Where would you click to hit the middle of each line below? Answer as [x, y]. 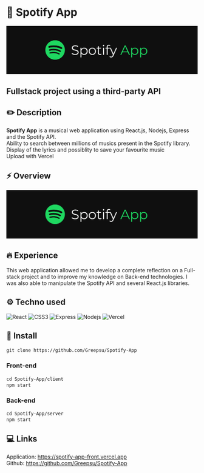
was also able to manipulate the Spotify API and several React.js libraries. [98, 283]
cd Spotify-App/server [35, 414]
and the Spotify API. [31, 136]
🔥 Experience [32, 256]
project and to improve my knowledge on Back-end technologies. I [104, 277]
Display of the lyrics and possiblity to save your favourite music [86, 149]
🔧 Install [22, 336]
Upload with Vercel [30, 156]
